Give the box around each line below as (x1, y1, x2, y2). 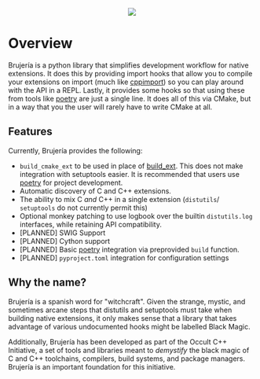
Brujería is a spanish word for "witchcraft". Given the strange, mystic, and (8, 296, 246, 306)
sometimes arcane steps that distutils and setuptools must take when (8, 305, 233, 315)
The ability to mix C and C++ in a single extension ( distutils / (19, 194, 220, 204)
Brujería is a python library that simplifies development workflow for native (8, 60, 249, 70)
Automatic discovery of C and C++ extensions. (19, 186, 171, 196)
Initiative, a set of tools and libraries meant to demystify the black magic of (8, 345, 250, 355)
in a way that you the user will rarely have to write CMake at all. (8, 102, 213, 112)
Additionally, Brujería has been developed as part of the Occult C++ (8, 337, 228, 346)
